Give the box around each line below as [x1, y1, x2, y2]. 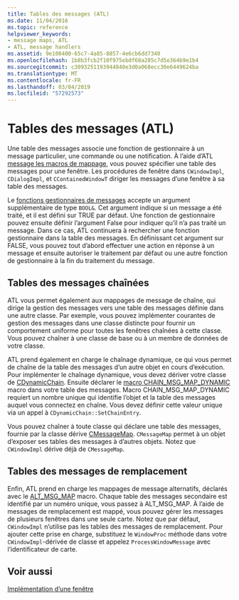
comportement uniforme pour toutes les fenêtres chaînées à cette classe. [7, 326, 223, 335]
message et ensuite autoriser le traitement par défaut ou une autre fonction [7, 249, 228, 257]
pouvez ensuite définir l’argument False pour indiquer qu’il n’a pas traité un [7, 219, 226, 227]
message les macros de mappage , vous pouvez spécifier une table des [7, 160, 217, 168]
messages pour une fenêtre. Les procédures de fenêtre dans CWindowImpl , [7, 167, 224, 175]
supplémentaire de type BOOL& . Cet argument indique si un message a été [7, 204, 222, 212]
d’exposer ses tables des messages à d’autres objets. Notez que [7, 437, 196, 445]
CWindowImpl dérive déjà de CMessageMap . [7, 445, 125, 453]
